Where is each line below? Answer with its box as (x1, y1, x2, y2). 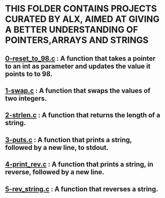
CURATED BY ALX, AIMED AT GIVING (5, 13, 160, 25)
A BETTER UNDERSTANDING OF (5, 24, 138, 35)
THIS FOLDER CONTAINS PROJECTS (5, 3, 157, 14)
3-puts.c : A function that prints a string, (5, 136, 132, 144)
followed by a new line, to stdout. (5, 143, 109, 151)
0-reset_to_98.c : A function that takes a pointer (5, 54, 156, 62)
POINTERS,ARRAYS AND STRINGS (5, 35, 149, 46)
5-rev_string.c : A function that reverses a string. (5, 185, 159, 193)
